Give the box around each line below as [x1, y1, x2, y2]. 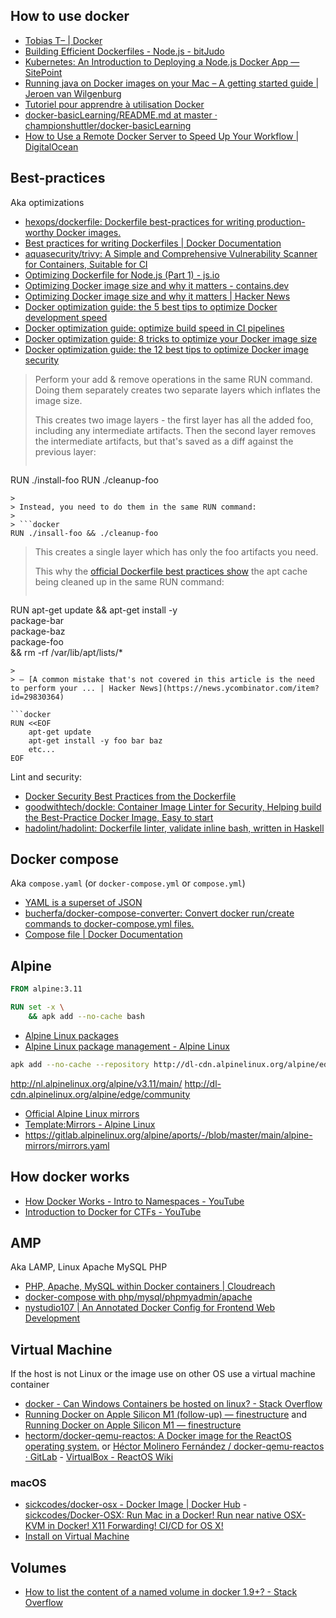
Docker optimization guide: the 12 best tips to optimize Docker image [24, 343, 309, 355]
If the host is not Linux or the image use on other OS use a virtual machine [10, 1368, 316, 1380]
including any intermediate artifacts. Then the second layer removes [34, 424, 317, 436]
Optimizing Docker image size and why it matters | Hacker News [24, 290, 291, 302]
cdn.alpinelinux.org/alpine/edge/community [10, 1088, 191, 1100]
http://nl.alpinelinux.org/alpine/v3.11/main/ [10, 1077, 183, 1089]
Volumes [10, 1559, 67, 1576]
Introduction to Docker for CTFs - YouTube [24, 1205, 202, 1218]
